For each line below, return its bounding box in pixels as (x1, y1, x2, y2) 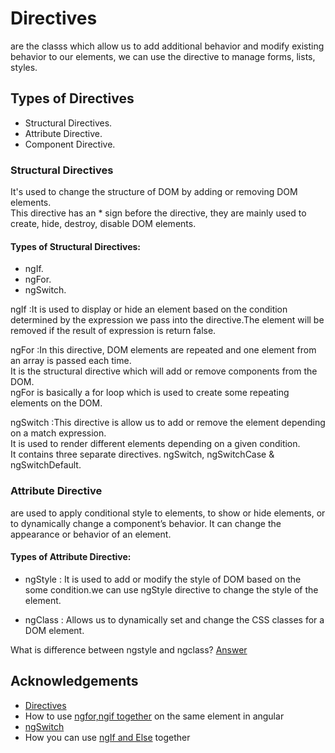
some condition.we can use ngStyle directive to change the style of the (24, 583, 319, 596)
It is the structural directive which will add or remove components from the (10, 365, 318, 377)
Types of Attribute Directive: (10, 551, 132, 563)
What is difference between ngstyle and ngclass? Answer (10, 643, 248, 656)
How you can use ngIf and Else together (24, 731, 191, 743)
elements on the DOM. (10, 397, 103, 409)
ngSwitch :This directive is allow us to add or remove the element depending (10, 417, 326, 429)
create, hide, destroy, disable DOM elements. (10, 218, 197, 230)
